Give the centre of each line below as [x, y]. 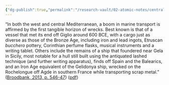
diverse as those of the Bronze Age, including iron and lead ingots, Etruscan [84, 40]
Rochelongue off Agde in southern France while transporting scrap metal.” [82, 72]
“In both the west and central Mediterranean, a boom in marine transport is [83, 24]
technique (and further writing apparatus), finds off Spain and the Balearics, [84, 61]
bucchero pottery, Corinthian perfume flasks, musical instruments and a [80, 45]
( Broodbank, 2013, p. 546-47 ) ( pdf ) [42, 77]
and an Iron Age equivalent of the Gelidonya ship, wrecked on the [73, 66]
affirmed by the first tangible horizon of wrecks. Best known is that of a [79, 29]
